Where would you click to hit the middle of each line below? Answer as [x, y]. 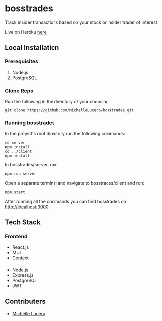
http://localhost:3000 [27, 207]
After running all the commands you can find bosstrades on [66, 202]
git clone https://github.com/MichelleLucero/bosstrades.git [70, 110]
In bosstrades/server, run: [31, 165]
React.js [21, 247]
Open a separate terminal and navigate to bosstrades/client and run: [75, 183]
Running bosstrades [30, 123]
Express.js [23, 275]
